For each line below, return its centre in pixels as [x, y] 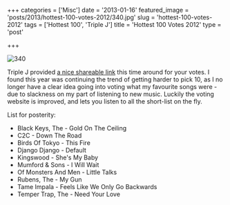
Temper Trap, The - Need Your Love [69, 194]
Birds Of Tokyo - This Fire [54, 143]
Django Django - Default [51, 150]
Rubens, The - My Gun [49, 179]
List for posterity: [32, 115]
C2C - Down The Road [49, 135]
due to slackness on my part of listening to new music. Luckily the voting [111, 94]
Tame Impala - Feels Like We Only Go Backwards [87, 187]
